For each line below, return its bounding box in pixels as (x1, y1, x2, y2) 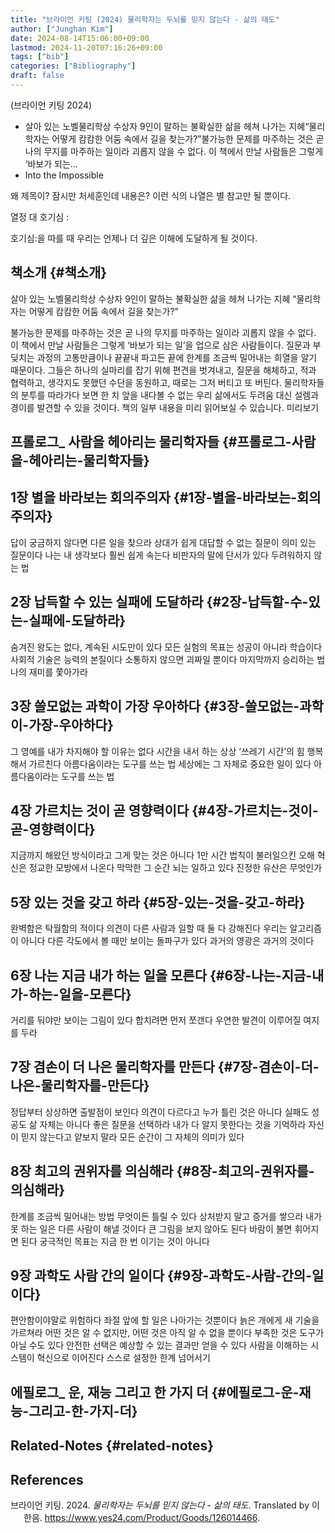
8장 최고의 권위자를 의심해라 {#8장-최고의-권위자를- (10, 1163, 315, 1180)
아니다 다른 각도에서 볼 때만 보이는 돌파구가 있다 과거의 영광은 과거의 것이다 (20, 935, 315, 947)
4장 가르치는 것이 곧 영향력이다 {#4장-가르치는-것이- (10, 802, 319, 819)
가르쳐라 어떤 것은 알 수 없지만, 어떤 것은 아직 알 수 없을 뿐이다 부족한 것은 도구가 (10, 1327, 325, 1339)
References (10, 1471, 84, 1488)
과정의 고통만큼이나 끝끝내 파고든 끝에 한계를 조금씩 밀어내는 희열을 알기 (36, 351, 318, 363)
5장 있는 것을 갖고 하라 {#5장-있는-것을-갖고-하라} (10, 894, 306, 911)
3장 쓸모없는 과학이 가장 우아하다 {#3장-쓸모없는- (10, 698, 300, 715)
